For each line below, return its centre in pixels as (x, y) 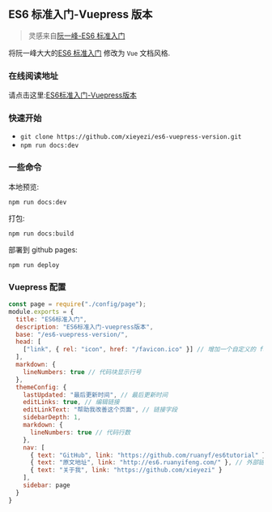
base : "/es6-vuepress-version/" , (72, 334)
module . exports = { (41, 312)
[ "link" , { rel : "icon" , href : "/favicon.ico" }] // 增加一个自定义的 (140, 350)
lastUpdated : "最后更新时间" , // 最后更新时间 (96, 395)
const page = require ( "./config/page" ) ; (78, 304)
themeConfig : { (41, 387)
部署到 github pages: (43, 249)
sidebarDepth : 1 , (52, 417)
